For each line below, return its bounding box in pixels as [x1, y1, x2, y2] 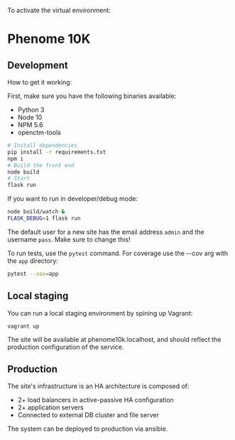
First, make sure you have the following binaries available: [7, 92, 177, 100]
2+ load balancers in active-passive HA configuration [17, 396, 174, 404]
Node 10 [17, 113, 43, 122]
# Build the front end [7, 161, 75, 169]
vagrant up [7, 323, 40, 330]
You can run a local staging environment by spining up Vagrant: [7, 308, 193, 317]
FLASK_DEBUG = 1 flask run [7, 215, 81, 222]
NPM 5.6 [17, 121, 44, 129]
